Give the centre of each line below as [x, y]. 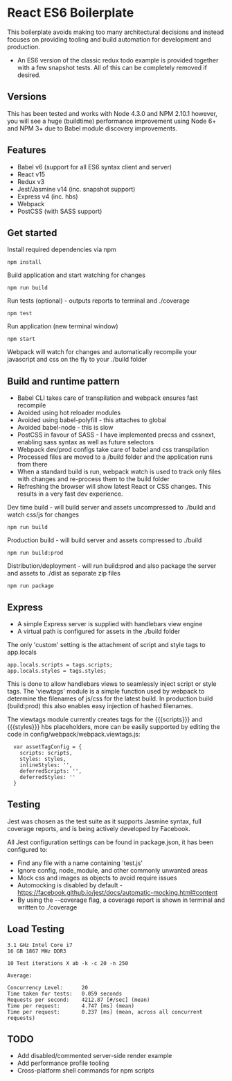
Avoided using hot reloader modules [69, 413]
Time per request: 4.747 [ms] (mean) [71, 1006]
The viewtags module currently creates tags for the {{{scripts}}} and [105, 719]
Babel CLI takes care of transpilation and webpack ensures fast [108, 398]
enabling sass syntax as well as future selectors [86, 442]
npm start [21, 339]
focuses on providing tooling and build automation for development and [109, 39]
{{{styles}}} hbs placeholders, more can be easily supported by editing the [114, 727]
